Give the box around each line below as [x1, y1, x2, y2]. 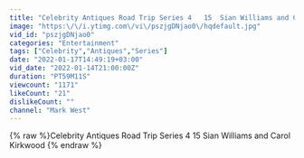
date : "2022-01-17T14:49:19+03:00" [9, 55, 144, 64]
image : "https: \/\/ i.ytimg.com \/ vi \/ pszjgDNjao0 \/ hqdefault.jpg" [9, 22, 261, 31]
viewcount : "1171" [9, 80, 79, 89]
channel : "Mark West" [9, 106, 91, 115]
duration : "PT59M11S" [9, 72, 91, 81]
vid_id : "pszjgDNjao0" [9, 30, 95, 39]
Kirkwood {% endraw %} [9, 140, 102, 151]
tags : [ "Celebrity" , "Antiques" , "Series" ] [9, 47, 168, 56]
